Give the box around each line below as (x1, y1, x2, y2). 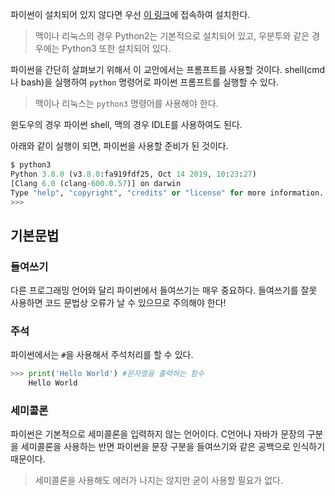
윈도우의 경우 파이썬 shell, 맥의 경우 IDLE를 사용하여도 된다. (10, 119, 243, 130)
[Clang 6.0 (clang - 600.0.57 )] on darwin (10, 178, 182, 188)
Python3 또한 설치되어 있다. (61, 43, 172, 54)
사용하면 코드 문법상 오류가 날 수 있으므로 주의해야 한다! (10, 297, 227, 309)
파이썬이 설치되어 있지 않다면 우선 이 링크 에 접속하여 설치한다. (10, 9, 251, 20)
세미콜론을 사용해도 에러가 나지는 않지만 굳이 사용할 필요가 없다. (34, 474, 283, 487)
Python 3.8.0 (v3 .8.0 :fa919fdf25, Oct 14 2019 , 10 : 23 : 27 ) (10, 169, 257, 179)
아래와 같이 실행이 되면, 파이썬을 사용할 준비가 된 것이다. (10, 140, 229, 152)
